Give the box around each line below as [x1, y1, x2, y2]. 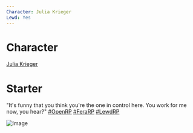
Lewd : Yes [6, 15, 31, 21]
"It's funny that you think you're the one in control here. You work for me [6, 102, 187, 109]
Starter [6, 82, 42, 96]
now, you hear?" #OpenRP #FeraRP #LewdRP [6, 108, 120, 115]
